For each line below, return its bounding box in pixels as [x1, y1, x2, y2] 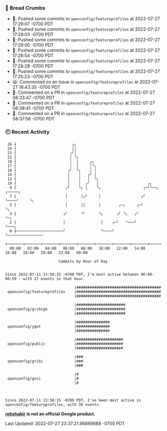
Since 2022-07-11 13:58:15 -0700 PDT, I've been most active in [5, 398, 141, 403]
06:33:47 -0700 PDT [12, 95, 55, 101]
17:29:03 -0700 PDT [12, 32, 54, 38]
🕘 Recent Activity [5, 128, 50, 135]
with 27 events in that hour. [23, 276, 85, 281]
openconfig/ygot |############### [7, 324, 110, 329]
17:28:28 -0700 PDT [12, 63, 54, 69]
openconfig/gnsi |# [7, 376, 79, 381]
